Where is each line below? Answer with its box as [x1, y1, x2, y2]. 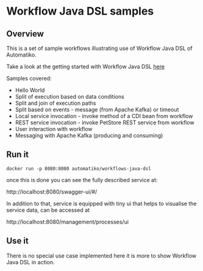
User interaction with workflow [15, 125, 93, 132]
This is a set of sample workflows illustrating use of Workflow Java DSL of [6, 44, 193, 52]
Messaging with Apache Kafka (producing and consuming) [15, 132, 163, 139]
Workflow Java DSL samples [6, 4, 154, 18]
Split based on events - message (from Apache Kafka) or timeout [15, 106, 179, 113]
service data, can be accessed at [6, 206, 90, 214]
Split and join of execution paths [15, 99, 96, 107]
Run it [6, 149, 29, 160]
